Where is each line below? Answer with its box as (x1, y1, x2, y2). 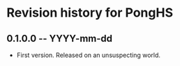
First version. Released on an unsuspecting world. (16, 51, 161, 59)
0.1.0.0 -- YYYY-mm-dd (6, 33, 113, 44)
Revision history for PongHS (6, 5, 174, 21)
